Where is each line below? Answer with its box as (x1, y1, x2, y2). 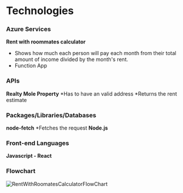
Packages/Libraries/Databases (6, 111, 97, 119)
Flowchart (6, 167, 36, 175)
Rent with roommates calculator (6, 38, 86, 45)
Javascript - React (6, 153, 52, 160)
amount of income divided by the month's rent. (14, 56, 128, 63)
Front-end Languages (6, 139, 69, 147)
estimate (6, 96, 28, 103)
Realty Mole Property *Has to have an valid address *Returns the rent (6, 90, 177, 97)
